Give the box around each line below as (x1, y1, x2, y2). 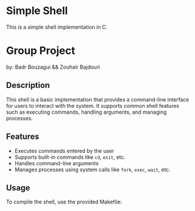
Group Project (6, 44, 75, 57)
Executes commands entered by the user (14, 147, 115, 154)
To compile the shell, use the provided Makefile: (6, 198, 122, 206)
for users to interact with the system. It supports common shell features (6, 102, 179, 109)
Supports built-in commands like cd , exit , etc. (14, 154, 126, 161)
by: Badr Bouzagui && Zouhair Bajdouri (6, 63, 100, 70)
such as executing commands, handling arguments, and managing (6, 108, 167, 115)
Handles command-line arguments (14, 159, 99, 166)
